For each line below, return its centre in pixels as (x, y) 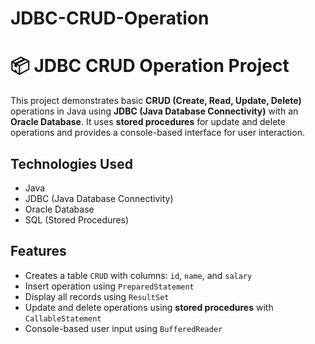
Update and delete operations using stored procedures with (149, 307)
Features (38, 251)
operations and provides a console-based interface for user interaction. (157, 133)
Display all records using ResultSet (97, 296)
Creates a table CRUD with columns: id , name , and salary (138, 275)
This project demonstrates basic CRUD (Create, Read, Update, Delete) (156, 101)
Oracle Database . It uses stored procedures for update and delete (148, 122)
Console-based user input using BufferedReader (123, 328)
